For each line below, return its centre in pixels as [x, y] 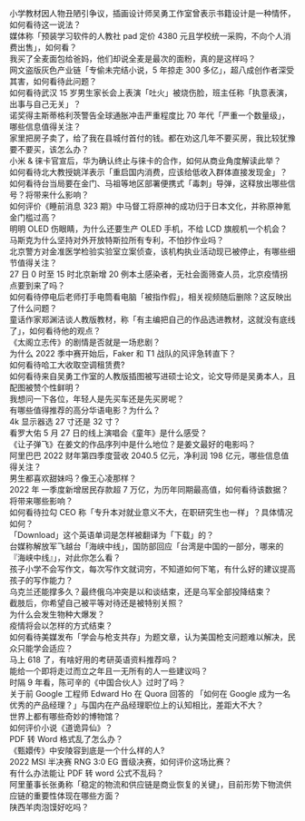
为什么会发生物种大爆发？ [57, 614]
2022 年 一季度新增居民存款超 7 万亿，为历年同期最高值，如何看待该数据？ [149, 489]
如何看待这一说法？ [45, 24]
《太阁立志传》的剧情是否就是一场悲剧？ [85, 342]
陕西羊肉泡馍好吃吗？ [49, 807]
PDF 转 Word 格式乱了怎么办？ [67, 739]
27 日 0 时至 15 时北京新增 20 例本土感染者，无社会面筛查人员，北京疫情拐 [149, 274]
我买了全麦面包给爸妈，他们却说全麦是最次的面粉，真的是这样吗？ [133, 59]
